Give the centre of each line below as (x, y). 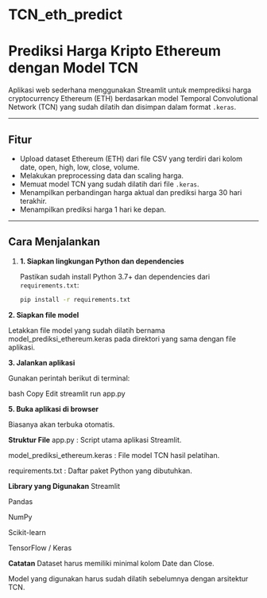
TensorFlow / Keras (40, 548)
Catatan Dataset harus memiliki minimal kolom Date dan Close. (111, 563)
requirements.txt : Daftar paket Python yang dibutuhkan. (100, 471)
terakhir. (33, 201)
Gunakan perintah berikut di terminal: (69, 378)
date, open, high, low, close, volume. (80, 167)
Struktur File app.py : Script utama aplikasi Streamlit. (95, 440)
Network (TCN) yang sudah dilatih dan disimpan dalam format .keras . (122, 107)
